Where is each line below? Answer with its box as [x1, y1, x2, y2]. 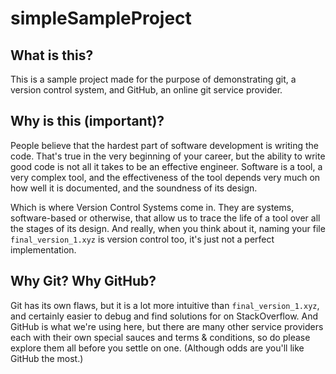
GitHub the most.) [10, 352, 84, 364]
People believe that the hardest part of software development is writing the [10, 139, 319, 151]
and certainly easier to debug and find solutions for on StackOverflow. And [10, 310, 319, 322]
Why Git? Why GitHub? [10, 273, 157, 290]
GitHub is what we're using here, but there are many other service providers [10, 320, 324, 332]
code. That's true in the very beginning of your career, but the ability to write [10, 150, 326, 162]
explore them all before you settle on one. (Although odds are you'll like [10, 342, 305, 354]
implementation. [10, 243, 77, 256]
